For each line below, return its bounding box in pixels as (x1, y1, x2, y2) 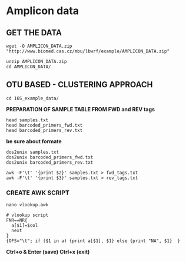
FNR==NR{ (6, 217, 28, 223)
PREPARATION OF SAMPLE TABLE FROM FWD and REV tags (6, 105, 155, 113)
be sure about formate (6, 137, 62, 145)
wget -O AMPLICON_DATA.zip (6, 43, 72, 49)
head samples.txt (6, 117, 49, 123)
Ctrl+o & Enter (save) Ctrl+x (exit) (6, 249, 90, 256)
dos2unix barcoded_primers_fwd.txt (6, 154, 94, 160)
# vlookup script (6, 212, 49, 219)
